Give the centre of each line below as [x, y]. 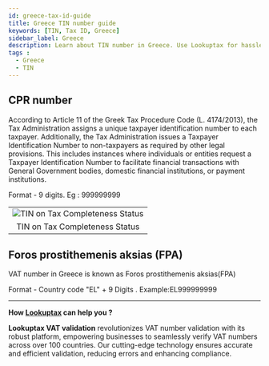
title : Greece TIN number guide [62, 23]
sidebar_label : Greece [46, 38]
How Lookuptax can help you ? [60, 312]
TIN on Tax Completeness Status [78, 227]
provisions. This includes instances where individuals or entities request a [130, 154]
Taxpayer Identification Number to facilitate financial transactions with [124, 162]
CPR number [40, 101]
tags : [19, 53]
